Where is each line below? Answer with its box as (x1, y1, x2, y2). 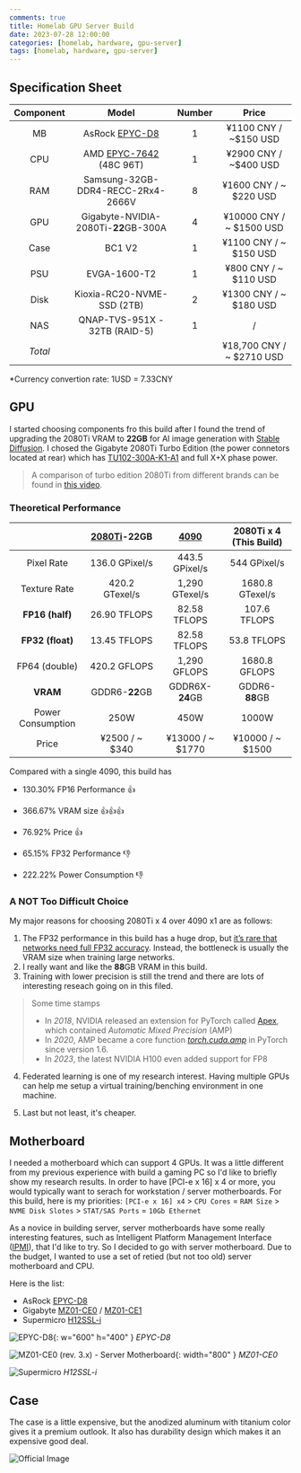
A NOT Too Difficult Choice (9, 895, 129, 907)
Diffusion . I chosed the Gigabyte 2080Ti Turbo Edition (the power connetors (9, 442, 290, 454)
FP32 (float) (21, 634, 74, 647)
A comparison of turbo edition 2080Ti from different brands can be (30, 469, 279, 481)
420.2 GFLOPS (89, 660, 154, 673)
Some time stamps (30, 998, 100, 1009)
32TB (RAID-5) (88, 324, 154, 337)
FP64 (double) (16, 660, 79, 673)
